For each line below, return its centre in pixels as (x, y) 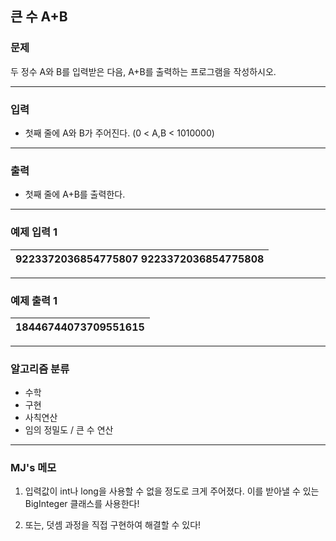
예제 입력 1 (34, 232)
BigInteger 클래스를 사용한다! (82, 504)
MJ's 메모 (33, 468)
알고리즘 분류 (40, 369)
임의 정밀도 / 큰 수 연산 (69, 430)
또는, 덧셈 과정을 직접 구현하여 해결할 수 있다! (113, 525)
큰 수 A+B (39, 17)
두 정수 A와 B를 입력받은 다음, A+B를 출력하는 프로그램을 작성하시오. (143, 71)
